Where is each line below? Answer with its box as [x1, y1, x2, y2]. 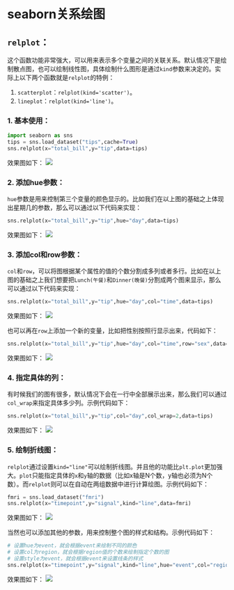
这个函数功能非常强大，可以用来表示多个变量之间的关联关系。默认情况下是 [7, 56, 221, 64]
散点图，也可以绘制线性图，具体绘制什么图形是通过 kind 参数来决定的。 [13, 65, 215, 73]
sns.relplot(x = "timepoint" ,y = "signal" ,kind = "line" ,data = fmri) [7, 500, 192, 507]
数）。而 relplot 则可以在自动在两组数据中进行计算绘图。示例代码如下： [7, 479, 210, 488]
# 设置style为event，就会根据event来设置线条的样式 [7, 555, 143, 562]
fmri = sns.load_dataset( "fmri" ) [7, 493, 104, 501]
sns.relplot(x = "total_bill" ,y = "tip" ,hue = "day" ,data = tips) [7, 217, 179, 225]
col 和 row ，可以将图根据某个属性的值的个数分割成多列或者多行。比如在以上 [7, 267, 221, 276]
